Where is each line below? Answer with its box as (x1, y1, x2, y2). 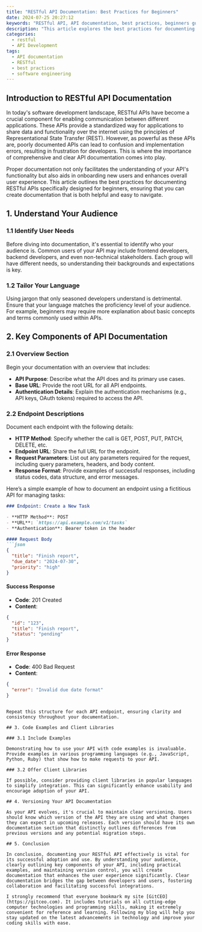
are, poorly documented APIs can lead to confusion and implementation (6, 141, 185, 148)
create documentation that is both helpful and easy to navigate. (6, 191, 164, 199)
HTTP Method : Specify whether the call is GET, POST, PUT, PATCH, (14, 435, 183, 442)
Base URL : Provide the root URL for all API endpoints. (14, 381, 147, 389)
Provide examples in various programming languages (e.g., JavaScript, (6, 751, 189, 758)
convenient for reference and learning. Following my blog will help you (6, 910, 195, 916)
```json (6, 541, 26, 548)
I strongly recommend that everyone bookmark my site (6, 894, 144, 900)
